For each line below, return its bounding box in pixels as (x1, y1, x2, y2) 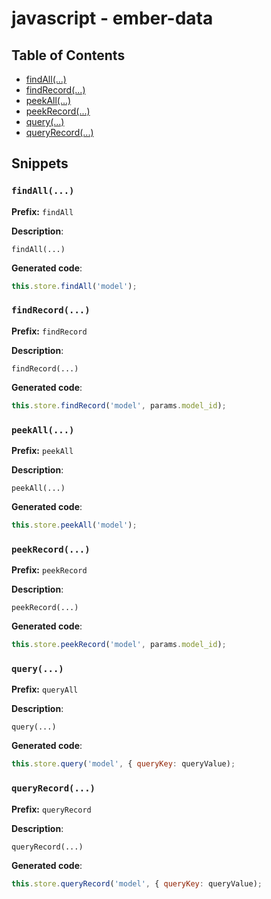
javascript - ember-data (11, 7, 214, 30)
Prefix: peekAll (11, 445, 74, 457)
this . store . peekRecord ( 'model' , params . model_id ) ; (11, 640, 227, 650)
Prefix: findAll (11, 205, 74, 217)
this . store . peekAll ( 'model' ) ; (11, 520, 138, 531)
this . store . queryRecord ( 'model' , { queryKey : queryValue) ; (11, 878, 263, 889)
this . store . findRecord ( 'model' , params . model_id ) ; (11, 400, 227, 411)
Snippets (11, 155, 69, 172)
